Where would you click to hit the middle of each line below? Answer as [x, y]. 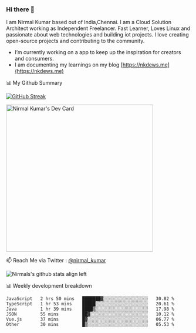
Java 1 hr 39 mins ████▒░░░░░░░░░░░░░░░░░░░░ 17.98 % [90, 309]
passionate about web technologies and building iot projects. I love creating [97, 35]
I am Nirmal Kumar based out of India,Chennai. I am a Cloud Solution [89, 22]
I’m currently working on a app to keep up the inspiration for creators [98, 52]
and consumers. [34, 59]
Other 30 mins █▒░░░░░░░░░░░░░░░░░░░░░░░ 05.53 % [90, 325]
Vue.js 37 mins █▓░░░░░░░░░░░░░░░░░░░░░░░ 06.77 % [90, 319]
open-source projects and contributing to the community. [75, 41]
